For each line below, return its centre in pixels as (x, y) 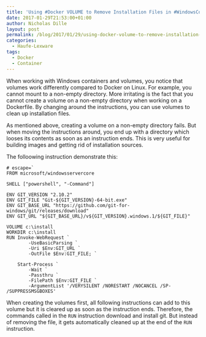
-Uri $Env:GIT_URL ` (55, 248)
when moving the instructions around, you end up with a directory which (98, 132)
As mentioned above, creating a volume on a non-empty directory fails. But (101, 125)
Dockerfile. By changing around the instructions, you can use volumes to (98, 107)
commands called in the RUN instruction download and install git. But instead (102, 316)
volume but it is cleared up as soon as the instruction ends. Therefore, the (100, 309)
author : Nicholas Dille (37, 23)
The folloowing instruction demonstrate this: (62, 156)
